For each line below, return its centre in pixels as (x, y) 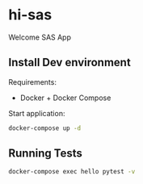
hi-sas (30, 15)
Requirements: (32, 82)
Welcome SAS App (40, 37)
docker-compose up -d (45, 128)
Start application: (37, 113)
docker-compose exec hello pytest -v (72, 172)
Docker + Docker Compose (65, 98)
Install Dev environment (69, 63)
